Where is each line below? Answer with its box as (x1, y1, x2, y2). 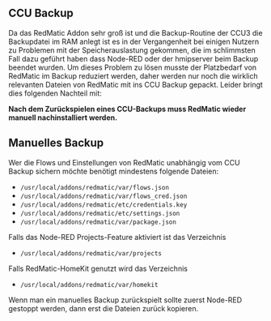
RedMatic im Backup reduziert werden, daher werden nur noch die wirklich (8, 71, 258, 80)
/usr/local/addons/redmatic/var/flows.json (19, 183, 170, 191)
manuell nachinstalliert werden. (8, 113, 118, 122)
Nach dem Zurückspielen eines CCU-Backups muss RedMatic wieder (8, 104, 247, 113)
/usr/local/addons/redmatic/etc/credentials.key (19, 200, 188, 209)
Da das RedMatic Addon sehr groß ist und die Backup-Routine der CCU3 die (8, 28, 263, 37)
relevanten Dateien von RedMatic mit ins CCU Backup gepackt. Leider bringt (8, 79, 263, 89)
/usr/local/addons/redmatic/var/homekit (19, 280, 159, 289)
